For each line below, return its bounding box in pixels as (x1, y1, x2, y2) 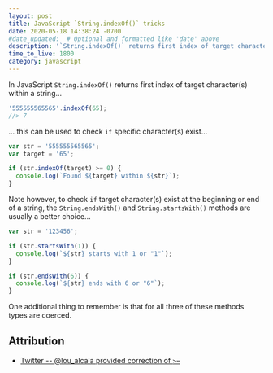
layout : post (8, 11, 53, 20)
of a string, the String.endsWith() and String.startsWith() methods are (8, 203, 251, 213)
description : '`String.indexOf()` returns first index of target (8, 42, 234, 50)
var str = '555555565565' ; (8, 142, 100, 151)
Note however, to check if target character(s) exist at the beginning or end (8, 195, 260, 204)
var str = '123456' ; (8, 227, 79, 235)
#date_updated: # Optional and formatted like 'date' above (8, 34, 220, 43)
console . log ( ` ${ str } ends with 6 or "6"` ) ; (15, 279, 165, 287)
